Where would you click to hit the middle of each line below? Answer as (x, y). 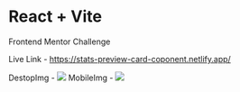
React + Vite (55, 17)
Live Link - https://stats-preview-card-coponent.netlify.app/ (120, 59)
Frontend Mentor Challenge (60, 41)
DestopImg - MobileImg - (61, 78)
